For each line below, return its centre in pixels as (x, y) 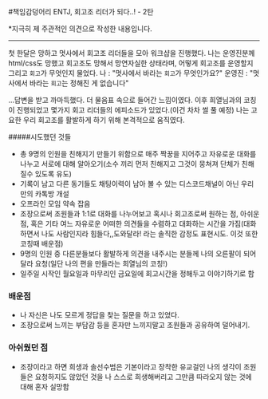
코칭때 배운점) (41, 243)
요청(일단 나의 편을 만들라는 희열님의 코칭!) (101, 263)
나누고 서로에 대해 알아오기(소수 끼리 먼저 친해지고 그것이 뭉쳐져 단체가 (130, 164)
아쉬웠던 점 (28, 348)
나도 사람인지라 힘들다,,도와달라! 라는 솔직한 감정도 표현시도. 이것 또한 (150, 233)
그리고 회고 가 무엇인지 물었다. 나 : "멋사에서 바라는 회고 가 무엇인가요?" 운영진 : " (131, 73)
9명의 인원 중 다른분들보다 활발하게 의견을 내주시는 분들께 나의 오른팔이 (130, 253)
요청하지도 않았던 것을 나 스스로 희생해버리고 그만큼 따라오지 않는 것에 (144, 377)
